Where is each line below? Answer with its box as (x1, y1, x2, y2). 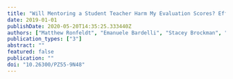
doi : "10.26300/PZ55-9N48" (7, 61, 85, 68)
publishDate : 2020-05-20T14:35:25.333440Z (7, 23, 132, 30)
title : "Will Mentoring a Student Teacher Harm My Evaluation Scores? (7, 10, 216, 17)
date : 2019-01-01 (7, 16, 58, 23)
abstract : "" (7, 42, 45, 49)
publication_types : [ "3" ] (7, 36, 82, 43)
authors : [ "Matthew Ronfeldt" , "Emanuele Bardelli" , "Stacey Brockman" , (7, 29, 222, 36)
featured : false (7, 49, 54, 56)
